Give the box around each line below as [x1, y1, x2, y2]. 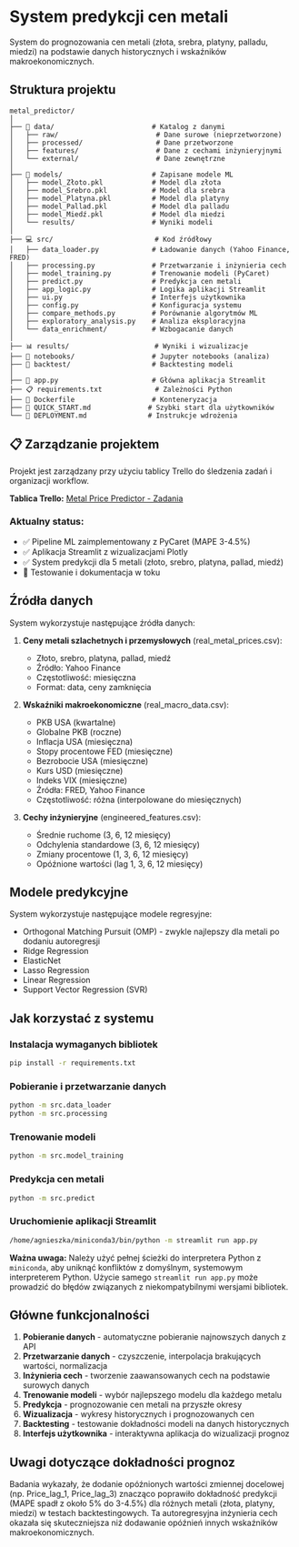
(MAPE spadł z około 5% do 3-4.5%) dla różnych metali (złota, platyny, [9, 1498, 275, 1509]
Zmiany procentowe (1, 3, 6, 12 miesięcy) [35, 849, 189, 859]
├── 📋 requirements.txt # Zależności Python [9, 385, 233, 394]
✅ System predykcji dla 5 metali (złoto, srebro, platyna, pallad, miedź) [22, 557, 284, 568]
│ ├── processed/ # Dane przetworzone [9, 138, 234, 147]
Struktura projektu [9, 82, 116, 97]
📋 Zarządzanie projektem [9, 437, 160, 452]
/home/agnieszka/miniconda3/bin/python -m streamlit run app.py [9, 1235, 258, 1245]
